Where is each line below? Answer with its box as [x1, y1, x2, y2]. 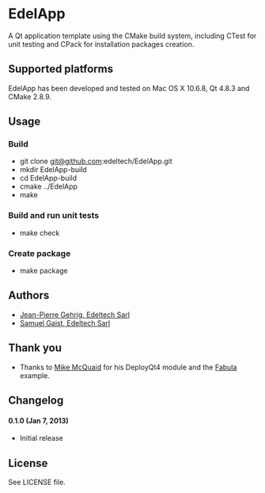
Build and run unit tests [8, 210, 100, 221]
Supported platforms [8, 63, 113, 76]
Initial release [19, 434, 63, 443]
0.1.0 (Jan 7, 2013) [8, 415, 69, 425]
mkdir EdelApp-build [19, 165, 87, 174]
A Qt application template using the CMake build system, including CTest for [8, 31, 257, 40]
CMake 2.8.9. [8, 92, 52, 101]
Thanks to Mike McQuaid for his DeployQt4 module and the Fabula [19, 362, 237, 372]
